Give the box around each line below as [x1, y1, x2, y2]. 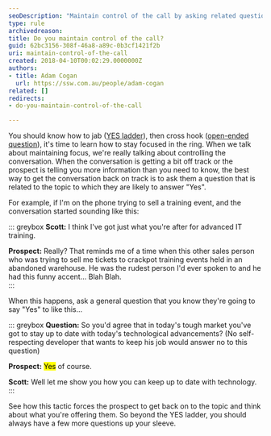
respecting [8, 338, 44, 347]
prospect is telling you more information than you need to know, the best [8, 165, 250, 175]
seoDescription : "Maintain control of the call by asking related [8, 11, 236, 20]
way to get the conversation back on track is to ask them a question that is [8, 174, 256, 184]
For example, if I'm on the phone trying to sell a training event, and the [8, 198, 242, 208]
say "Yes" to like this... [8, 305, 83, 314]
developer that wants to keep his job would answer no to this [45, 338, 248, 347]
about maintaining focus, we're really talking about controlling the [8, 148, 226, 158]
